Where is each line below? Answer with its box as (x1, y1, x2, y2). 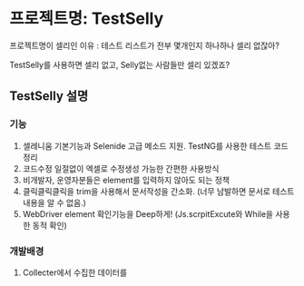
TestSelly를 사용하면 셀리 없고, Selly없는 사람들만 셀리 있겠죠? (9, 59, 230, 70)
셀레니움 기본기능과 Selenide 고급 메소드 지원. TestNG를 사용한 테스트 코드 (22, 140, 289, 151)
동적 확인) (32, 220, 68, 231)
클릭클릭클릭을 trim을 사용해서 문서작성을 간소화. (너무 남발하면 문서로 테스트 (22, 185, 295, 196)
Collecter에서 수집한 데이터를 (22, 267, 128, 278)
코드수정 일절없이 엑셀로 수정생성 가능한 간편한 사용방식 (22, 163, 220, 173)
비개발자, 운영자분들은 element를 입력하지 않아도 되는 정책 (22, 174, 230, 185)
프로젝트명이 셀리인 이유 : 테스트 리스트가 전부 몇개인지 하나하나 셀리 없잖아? (9, 40, 279, 51)
